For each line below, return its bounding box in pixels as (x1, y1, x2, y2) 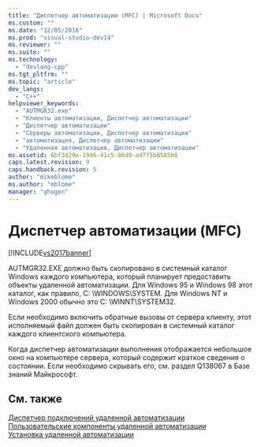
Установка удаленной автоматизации (8, 430, 134, 439)
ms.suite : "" (8, 48, 51, 56)
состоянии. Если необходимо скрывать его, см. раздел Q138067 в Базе (8, 361, 250, 370)
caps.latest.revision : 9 (8, 159, 90, 167)
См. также (8, 392, 63, 405)
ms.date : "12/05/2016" (8, 26, 83, 34)
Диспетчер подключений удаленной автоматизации (8, 413, 185, 423)
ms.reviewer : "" (8, 41, 62, 49)
